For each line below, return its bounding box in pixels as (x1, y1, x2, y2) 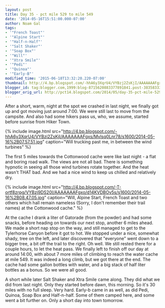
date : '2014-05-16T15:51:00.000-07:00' (5, 16, 87, 21)
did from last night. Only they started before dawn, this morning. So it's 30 (5, 282, 156, 288)
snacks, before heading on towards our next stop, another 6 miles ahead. (5, 220, 154, 226)
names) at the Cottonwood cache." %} (5, 205, 83, 211)
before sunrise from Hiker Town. (5, 119, 71, 125)
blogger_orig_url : (5, 90, 43, 95)
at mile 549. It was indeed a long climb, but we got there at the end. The (5, 257, 151, 263)
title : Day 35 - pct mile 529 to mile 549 (5, 12, 93, 17)
